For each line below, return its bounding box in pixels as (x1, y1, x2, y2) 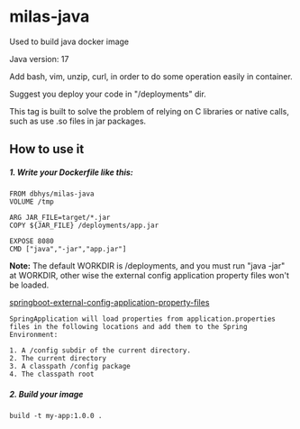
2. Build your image (9, 388, 84, 399)
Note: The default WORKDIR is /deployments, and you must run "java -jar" (9, 260, 286, 271)
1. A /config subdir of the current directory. (9, 346, 192, 355)
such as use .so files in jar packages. (9, 115, 147, 126)
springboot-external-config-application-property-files (9, 297, 210, 308)
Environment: (9, 331, 59, 340)
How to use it (9, 141, 85, 157)
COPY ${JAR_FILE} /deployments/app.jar (9, 221, 159, 231)
